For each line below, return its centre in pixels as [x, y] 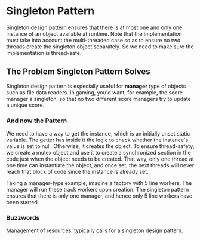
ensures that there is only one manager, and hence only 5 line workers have [99, 196]
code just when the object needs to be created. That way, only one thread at [100, 159]
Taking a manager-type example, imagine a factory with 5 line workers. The [99, 183]
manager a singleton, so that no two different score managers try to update [99, 99]
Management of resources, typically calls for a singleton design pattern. [95, 230]
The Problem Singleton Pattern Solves [78, 72]
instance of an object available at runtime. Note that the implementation [94, 33]
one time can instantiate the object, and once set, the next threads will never [100, 165]
